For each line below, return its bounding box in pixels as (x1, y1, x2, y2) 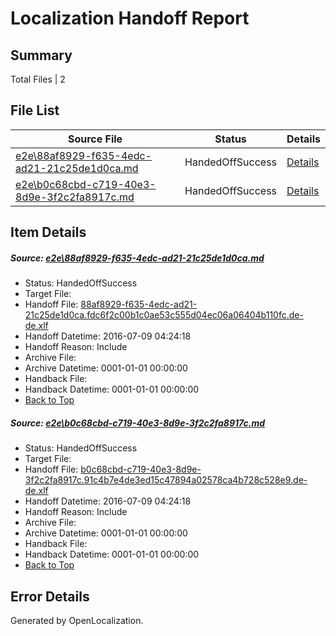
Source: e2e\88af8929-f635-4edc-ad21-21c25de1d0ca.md (10, 252, 265, 264)
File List (10, 102, 60, 119)
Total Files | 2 (10, 73, 66, 85)
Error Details (10, 588, 90, 605)
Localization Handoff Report (10, 7, 250, 30)
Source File (67, 132, 123, 146)
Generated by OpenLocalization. (10, 614, 144, 626)
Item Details (10, 224, 87, 241)
